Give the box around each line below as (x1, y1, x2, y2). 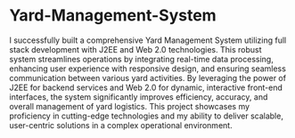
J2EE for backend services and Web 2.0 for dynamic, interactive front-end (9, 82, 283, 93)
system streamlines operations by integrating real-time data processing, (9, 53, 274, 64)
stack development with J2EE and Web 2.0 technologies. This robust (9, 44, 262, 54)
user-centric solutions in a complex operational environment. (9, 119, 234, 130)
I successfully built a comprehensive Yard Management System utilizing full (9, 35, 287, 45)
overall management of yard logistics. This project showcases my (9, 101, 250, 111)
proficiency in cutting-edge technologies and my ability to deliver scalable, (9, 110, 283, 121)
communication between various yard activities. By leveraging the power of (9, 72, 287, 83)
